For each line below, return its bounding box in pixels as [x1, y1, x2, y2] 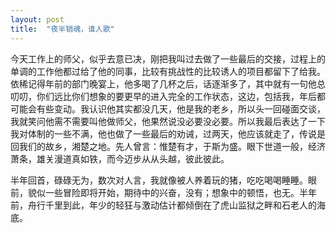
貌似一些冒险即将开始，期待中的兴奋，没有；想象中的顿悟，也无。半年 [27, 186, 317, 198]
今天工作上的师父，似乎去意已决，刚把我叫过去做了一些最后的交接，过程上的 [10, 52, 326, 65]
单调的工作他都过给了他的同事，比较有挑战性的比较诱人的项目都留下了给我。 [10, 65, 326, 77]
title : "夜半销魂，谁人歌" [10, 24, 115, 34]
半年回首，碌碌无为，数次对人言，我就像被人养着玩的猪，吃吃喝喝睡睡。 [10, 174, 308, 186]
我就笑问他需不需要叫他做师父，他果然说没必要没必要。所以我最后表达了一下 [10, 115, 326, 127]
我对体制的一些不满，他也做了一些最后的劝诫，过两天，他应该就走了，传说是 [10, 127, 326, 140]
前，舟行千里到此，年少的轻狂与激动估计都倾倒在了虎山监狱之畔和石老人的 [10, 199, 317, 211]
